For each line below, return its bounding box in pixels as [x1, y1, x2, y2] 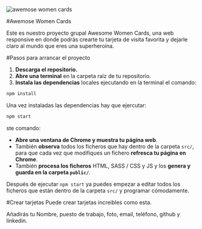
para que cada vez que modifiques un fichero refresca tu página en [15, 149, 187, 157]
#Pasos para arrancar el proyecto [6, 54, 91, 61]
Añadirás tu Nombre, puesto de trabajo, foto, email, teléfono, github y [6, 210, 181, 217]
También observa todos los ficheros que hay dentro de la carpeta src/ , [15, 143, 195, 150]
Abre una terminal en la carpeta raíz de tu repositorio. [15, 72, 151, 79]
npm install [6, 91, 37, 97]
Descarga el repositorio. [15, 66, 78, 73]
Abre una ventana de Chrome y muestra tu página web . [15, 136, 158, 143]
